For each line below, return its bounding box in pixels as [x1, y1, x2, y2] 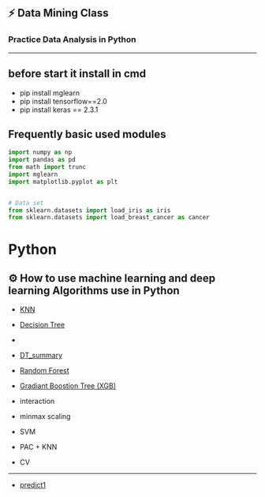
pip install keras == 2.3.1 [19, 105, 99, 114]
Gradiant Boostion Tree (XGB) [19, 381, 117, 390]
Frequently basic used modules [8, 127, 166, 140]
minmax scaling [19, 412, 71, 421]
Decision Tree [19, 320, 65, 330]
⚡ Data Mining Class [8, 6, 109, 20]
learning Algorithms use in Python [8, 283, 180, 297]
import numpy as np [8, 148, 73, 156]
